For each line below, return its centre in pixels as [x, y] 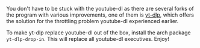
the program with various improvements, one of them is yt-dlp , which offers [100, 15]
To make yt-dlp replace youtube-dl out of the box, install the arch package [98, 33]
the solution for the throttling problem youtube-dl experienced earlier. [92, 21]
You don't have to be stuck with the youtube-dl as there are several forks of [100, 9]
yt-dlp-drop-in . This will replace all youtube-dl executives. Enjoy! [88, 39]
